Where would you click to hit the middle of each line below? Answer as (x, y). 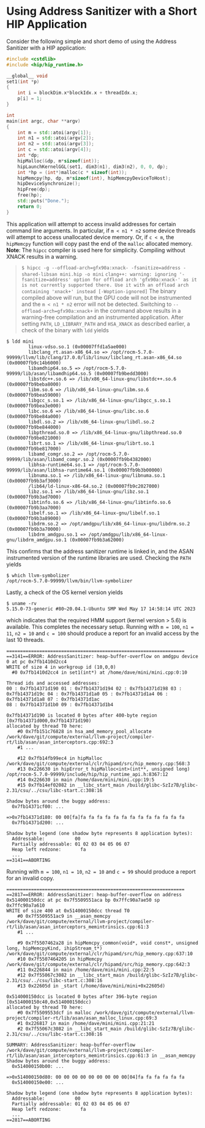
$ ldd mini (20, 341)
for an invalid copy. (30, 878)
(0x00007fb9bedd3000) (121, 373)
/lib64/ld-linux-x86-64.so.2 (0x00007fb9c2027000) (94, 486)
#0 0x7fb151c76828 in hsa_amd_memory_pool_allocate (84, 731)
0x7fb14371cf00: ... (38, 806)
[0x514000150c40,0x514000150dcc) (49, 1002)
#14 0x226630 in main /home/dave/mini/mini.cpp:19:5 (86, 780)
